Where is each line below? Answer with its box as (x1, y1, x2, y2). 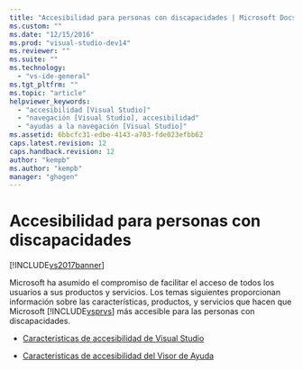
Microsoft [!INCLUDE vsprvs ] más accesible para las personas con (9, 306, 255, 317)
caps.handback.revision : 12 (9, 147, 115, 156)
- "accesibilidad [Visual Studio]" (17, 105, 151, 114)
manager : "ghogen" (9, 172, 78, 181)
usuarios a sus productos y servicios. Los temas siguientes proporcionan (9, 287, 281, 298)
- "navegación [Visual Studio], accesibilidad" (17, 113, 200, 122)
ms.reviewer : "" (9, 47, 70, 56)
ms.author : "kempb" (9, 164, 83, 173)
